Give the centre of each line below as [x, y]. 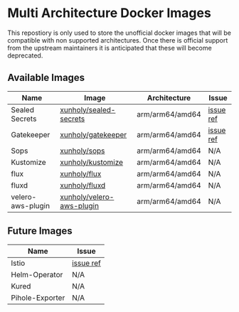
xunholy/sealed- [88, 109]
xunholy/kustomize [91, 162]
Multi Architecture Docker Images [109, 13]
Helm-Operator [37, 274]
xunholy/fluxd [83, 185]
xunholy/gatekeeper [94, 134]
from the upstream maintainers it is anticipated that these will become [110, 48]
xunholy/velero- [87, 197]
